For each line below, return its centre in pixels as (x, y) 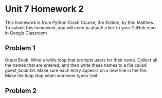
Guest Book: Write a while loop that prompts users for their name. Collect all (81, 60)
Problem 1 (20, 48)
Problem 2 (21, 91)
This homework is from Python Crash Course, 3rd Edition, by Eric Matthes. (80, 22)
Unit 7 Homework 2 (45, 9)
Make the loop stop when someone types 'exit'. (52, 75)
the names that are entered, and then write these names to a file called (76, 65)
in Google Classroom (26, 33)
